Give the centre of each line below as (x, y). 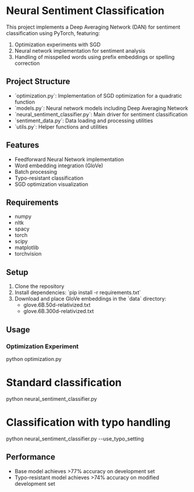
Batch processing (36, 171)
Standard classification (64, 383)
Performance (31, 457)
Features (23, 145)
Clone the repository (39, 286)
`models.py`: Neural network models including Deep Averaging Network (101, 108)
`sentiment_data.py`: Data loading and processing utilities (84, 121)
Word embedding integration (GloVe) (59, 166)
